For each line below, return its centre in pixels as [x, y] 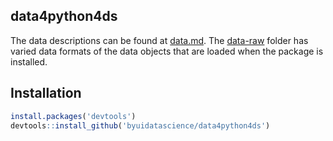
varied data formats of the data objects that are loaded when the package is [167, 51]
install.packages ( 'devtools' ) [73, 116]
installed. [29, 61]
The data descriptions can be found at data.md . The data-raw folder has [159, 40]
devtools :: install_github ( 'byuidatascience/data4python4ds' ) [140, 125]
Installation [46, 93]
